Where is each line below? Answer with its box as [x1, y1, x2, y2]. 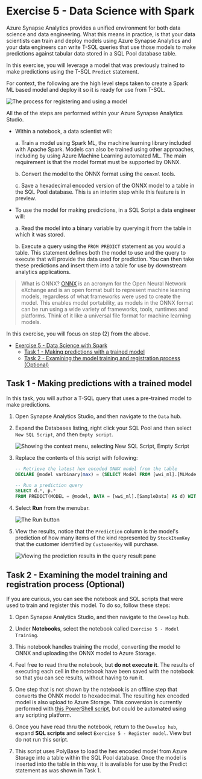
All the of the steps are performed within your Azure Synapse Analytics [6, 109, 183, 116]
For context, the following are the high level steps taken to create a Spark [6, 80, 188, 87]
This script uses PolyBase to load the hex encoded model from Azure [14, 747, 188, 755]
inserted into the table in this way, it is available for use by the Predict [14, 760, 188, 768]
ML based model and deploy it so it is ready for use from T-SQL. [6, 86, 166, 93]
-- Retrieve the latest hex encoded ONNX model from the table [14, 466, 178, 472]
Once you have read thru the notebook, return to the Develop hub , [14, 723, 178, 730]
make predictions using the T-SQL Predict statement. [6, 68, 139, 75]
